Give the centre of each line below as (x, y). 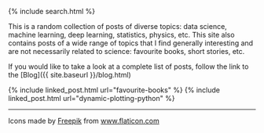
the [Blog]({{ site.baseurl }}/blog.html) (70, 75)
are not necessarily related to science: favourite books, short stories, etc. (126, 51)
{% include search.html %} (52, 11)
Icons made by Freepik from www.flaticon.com (84, 121)
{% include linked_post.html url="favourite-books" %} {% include (114, 90)
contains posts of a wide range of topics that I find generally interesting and (131, 43)
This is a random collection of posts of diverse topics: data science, (118, 26)
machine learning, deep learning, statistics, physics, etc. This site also (121, 35)
